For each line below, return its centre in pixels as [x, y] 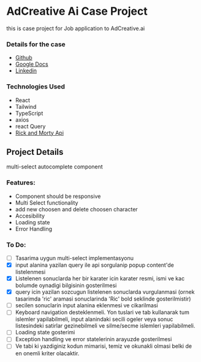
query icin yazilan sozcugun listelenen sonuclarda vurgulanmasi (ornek [105, 292]
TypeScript [29, 113]
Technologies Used [36, 87]
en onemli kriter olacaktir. [47, 353]
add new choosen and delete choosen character [76, 209]
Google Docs [32, 64]
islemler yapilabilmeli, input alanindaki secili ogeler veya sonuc [94, 319]
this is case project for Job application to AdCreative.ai [76, 28]
